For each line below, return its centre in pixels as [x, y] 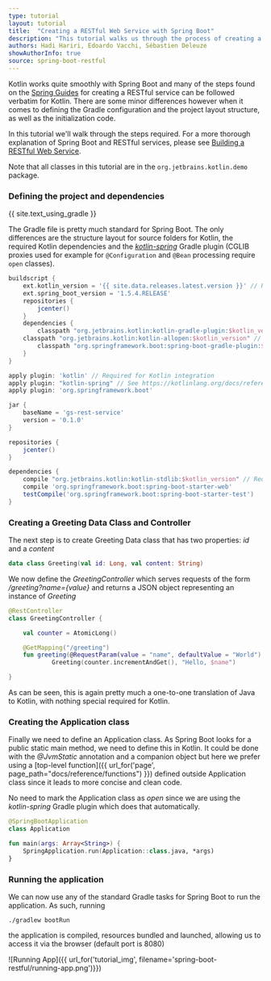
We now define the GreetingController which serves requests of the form [129, 579]
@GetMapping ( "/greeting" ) [67, 648]
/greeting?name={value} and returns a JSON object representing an [121, 587]
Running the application [56, 879]
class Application [39, 829]
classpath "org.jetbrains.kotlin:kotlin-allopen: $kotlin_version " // [142, 339]
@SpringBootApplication [48, 822]
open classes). [31, 264]
